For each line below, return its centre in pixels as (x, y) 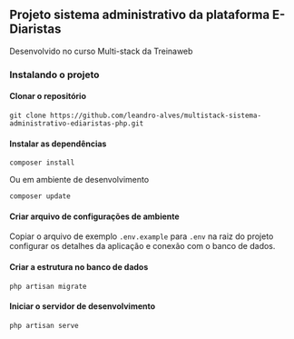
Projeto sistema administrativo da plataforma (140, 15)
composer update (40, 196)
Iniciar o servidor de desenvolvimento (83, 306)
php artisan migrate (49, 286)
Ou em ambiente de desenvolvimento (79, 180)
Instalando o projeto (54, 75)
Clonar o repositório (48, 96)
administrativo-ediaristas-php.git (77, 123)
